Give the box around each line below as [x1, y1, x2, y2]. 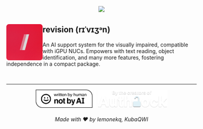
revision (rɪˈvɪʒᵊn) [42, 25, 111, 35]
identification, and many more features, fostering [42, 54, 164, 61]
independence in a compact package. [6, 60, 101, 68]
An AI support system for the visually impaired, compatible [42, 41, 188, 48]
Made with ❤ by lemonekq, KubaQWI [54, 116, 149, 123]
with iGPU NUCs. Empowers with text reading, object [42, 47, 175, 54]
